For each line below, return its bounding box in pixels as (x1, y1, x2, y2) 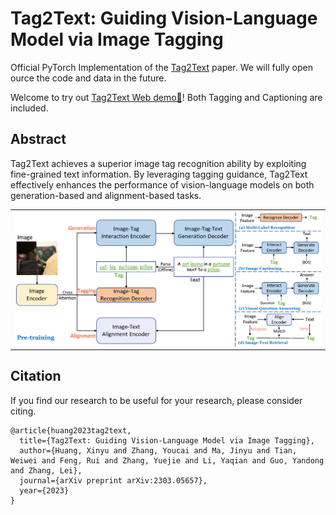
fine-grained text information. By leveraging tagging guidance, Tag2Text (10, 168, 308, 180)
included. (10, 102, 49, 114)
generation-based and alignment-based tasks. (10, 189, 202, 201)
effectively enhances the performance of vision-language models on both (10, 178, 315, 191)
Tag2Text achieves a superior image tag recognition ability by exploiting (10, 157, 307, 169)
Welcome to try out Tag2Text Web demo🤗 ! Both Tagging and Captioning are (10, 91, 323, 103)
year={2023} (19, 485, 70, 496)
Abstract (10, 131, 67, 148)
